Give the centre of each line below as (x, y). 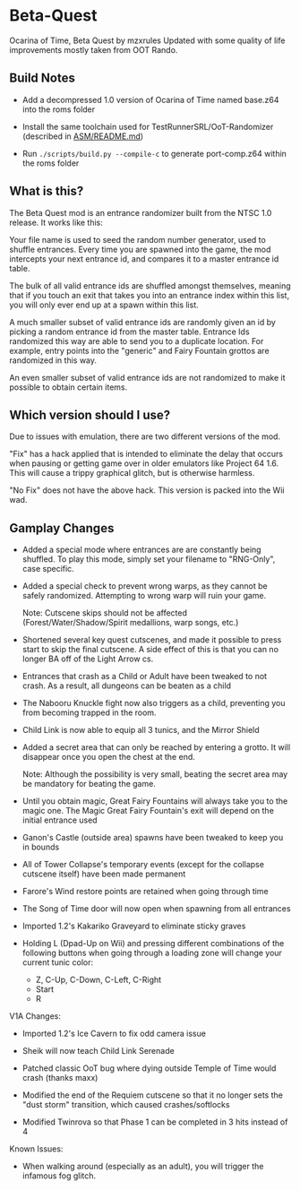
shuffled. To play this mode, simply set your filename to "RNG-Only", (149, 559)
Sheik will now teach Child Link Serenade (98, 1051)
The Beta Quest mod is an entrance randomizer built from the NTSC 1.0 (141, 212)
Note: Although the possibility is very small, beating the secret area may (155, 774)
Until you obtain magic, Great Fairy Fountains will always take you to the (155, 801)
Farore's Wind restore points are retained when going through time (145, 892)
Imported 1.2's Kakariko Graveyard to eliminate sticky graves (134, 926)
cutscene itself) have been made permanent (104, 874)
